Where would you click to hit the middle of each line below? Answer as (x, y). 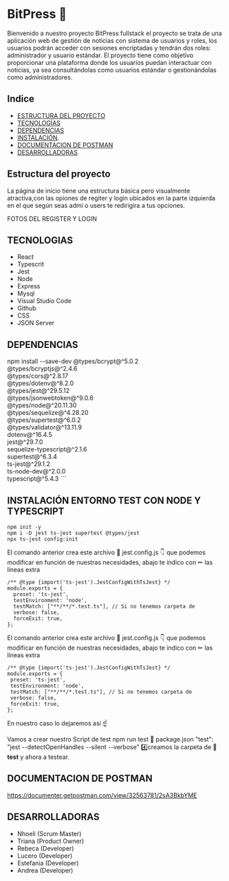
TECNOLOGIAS (40, 240)
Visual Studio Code (44, 301)
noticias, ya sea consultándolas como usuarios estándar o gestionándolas (112, 70)
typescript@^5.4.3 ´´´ (37, 478)
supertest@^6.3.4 (32, 457)
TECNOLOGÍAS (39, 123)
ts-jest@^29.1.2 (29, 464)
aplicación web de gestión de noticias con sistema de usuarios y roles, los (112, 40)
